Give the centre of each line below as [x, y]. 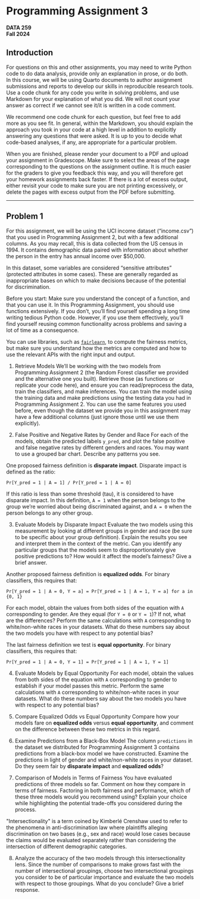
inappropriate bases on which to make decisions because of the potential [96, 280]
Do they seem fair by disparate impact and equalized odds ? [89, 766]
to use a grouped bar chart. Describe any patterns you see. [87, 454]
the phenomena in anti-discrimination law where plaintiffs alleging [87, 827]
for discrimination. [28, 287]
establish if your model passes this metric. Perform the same [89, 686]
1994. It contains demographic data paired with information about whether [97, 250]
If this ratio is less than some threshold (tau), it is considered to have [90, 494]
